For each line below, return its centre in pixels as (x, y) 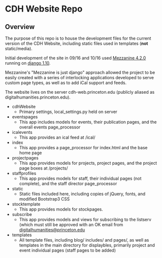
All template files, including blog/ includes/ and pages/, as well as (84, 240)
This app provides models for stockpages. (61, 209)
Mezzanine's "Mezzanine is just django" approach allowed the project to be (80, 72)
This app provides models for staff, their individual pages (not (80, 178)
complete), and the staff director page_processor (68, 184)
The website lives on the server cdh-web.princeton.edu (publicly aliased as (80, 92)
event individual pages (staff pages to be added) (67, 250)
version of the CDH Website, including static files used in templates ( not (77, 43)
